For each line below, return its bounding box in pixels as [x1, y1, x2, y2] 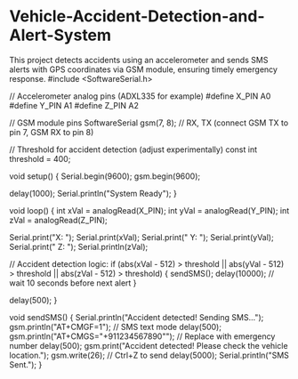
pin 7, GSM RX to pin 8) [9, 126, 94, 137]
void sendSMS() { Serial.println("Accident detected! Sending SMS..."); [9, 311, 264, 322]
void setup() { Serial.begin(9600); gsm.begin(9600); [9, 171, 201, 181]
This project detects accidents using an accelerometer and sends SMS [9, 54, 269, 65]
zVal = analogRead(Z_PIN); [9, 214, 109, 225]
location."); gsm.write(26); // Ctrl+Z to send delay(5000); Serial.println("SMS [9, 350, 289, 360]
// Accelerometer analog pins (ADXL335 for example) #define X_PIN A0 [9, 91, 271, 101]
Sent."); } [9, 359, 43, 370]
